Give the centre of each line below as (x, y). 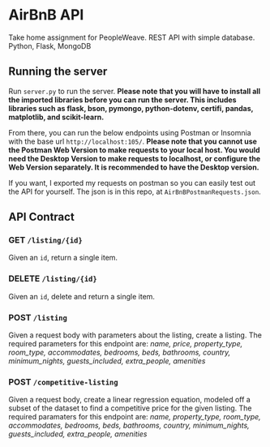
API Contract (41, 217)
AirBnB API (46, 15)
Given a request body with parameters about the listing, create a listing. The (135, 335)
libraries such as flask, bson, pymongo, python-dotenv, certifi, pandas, (131, 108)
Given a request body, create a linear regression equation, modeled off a (130, 400)
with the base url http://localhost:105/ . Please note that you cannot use (133, 141)
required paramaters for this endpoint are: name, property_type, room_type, (135, 417)
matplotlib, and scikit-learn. (56, 117)
